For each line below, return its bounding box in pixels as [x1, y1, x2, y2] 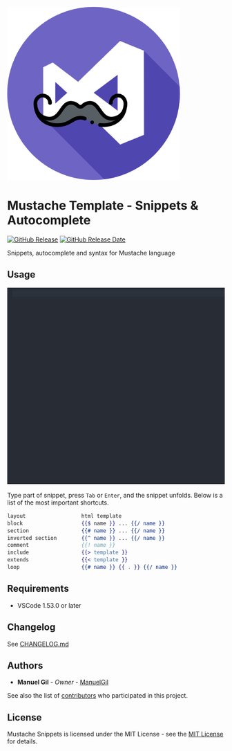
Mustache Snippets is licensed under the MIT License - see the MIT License [7, 730, 224, 739]
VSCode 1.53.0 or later [17, 601, 81, 609]
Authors [7, 660, 43, 671]
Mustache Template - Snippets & [7, 198, 199, 214]
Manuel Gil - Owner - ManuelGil [17, 678, 109, 687]
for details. [7, 737, 38, 745]
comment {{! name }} [7, 542, 116, 549]
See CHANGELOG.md [7, 640, 69, 648]
